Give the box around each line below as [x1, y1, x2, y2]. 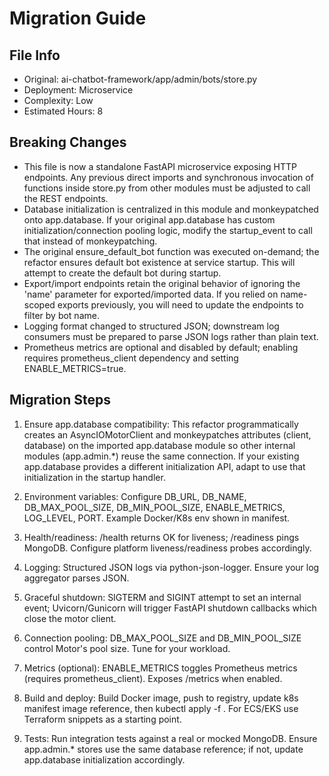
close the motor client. [23, 612, 117, 624]
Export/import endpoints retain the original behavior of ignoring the [23, 277, 301, 289]
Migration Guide [9, 7, 147, 30]
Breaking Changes [9, 134, 127, 151]
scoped [23, 298, 56, 311]
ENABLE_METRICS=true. [23, 362, 127, 374]
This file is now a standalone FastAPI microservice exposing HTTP [23, 160, 297, 172]
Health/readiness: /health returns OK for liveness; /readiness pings [23, 531, 300, 543]
